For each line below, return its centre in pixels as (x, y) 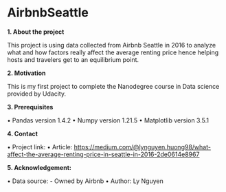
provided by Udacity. (37, 94)
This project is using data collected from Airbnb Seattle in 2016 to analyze (112, 45)
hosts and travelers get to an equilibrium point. (73, 59)
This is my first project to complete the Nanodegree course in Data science (113, 86)
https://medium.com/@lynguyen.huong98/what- (143, 147)
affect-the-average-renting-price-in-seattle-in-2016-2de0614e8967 (103, 154)
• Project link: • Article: (40, 147)
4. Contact (22, 134)
